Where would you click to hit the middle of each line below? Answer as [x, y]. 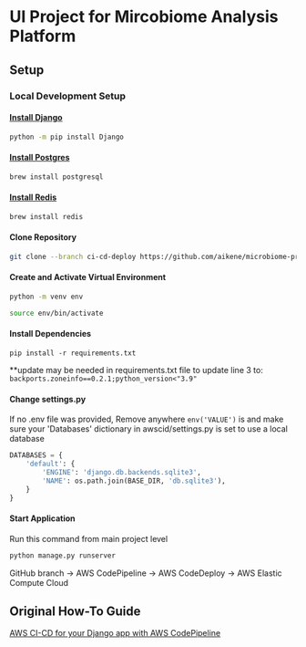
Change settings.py [48, 399]
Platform [43, 36]
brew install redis [46, 216]
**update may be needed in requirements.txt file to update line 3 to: [137, 370]
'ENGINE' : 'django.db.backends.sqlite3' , [122, 472]
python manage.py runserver [63, 555]
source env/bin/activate [56, 313]
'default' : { [51, 464]
